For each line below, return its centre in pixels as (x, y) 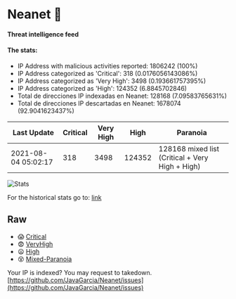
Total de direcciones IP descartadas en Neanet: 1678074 (99, 103)
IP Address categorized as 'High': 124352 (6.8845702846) (102, 88)
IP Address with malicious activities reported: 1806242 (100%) (107, 65)
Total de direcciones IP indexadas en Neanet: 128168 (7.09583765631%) (122, 96)
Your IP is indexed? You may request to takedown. (80, 272)
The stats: (22, 50)
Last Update (34, 132)
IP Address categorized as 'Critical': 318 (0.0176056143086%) (107, 73)
